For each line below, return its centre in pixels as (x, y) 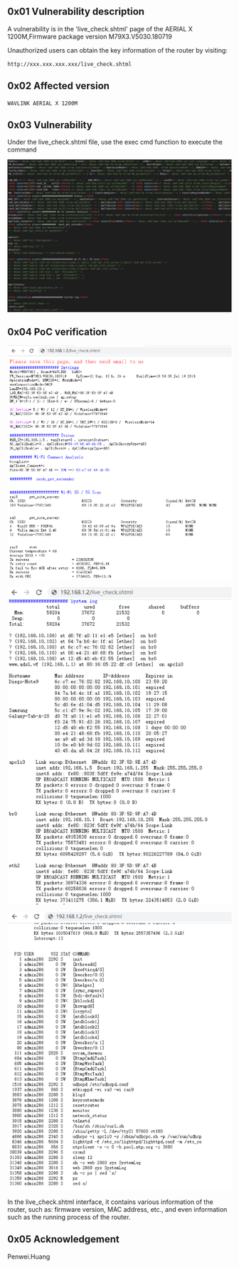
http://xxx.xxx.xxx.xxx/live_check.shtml (70, 64)
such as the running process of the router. (69, 1217)
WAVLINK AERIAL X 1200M (43, 103)
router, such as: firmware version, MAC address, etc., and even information (117, 1209)
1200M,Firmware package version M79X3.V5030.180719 (90, 36)
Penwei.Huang (29, 1257)
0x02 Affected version (59, 86)
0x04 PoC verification (57, 332)
